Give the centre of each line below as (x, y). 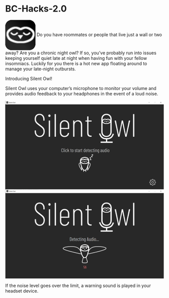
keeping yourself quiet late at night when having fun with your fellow (76, 58)
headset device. (22, 291)
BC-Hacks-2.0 (36, 9)
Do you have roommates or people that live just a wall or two (99, 34)
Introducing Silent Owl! (29, 78)
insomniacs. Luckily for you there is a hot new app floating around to (76, 63)
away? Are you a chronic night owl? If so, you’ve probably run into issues (81, 53)
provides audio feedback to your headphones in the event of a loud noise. (82, 93)
